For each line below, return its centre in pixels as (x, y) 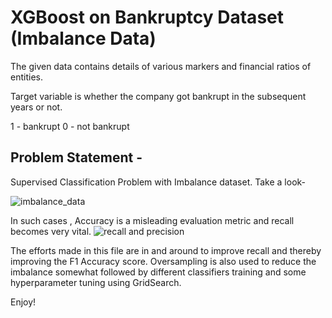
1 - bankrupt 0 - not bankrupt (70, 126)
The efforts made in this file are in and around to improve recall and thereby (166, 250)
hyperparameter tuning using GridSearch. (96, 282)
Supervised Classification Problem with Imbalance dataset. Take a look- (158, 182)
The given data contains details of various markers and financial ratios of (161, 66)
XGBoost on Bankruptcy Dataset (147, 17)
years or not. (36, 107)
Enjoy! (23, 302)
